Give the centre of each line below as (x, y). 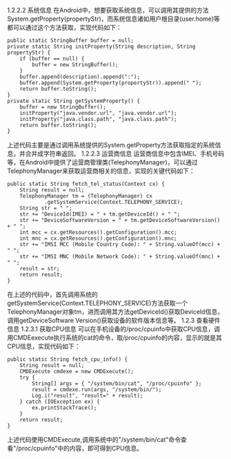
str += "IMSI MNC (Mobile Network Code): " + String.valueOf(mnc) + (120, 256)
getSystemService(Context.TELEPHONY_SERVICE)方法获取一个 (98, 303)
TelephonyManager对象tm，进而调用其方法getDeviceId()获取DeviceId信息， (115, 312)
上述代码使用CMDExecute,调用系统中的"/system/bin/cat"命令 (94, 440)
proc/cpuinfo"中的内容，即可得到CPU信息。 (81, 448)
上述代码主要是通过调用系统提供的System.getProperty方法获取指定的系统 (111, 145)
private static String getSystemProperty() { (73, 101)
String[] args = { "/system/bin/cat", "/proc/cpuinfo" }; (117, 384)
